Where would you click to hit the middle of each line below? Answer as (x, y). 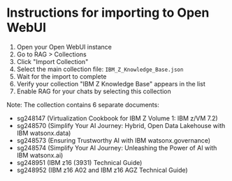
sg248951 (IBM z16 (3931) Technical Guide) (79, 162)
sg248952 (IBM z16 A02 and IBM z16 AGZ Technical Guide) (102, 170)
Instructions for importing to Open (108, 13)
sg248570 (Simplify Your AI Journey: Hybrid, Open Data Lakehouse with (121, 125)
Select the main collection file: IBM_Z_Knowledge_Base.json (100, 69)
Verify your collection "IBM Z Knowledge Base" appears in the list (111, 84)
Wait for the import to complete (61, 76)
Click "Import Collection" (52, 61)
